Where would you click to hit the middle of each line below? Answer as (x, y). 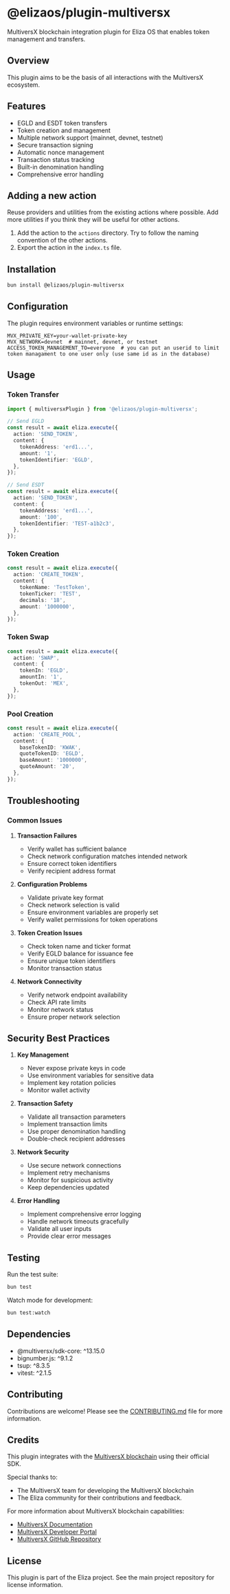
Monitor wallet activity (59, 1090)
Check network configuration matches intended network (107, 856)
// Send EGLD (26, 422)
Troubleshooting (44, 801)
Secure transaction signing (55, 145)
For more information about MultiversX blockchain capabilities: (96, 1511)
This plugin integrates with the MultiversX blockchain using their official (108, 1457)
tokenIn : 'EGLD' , (44, 671)
